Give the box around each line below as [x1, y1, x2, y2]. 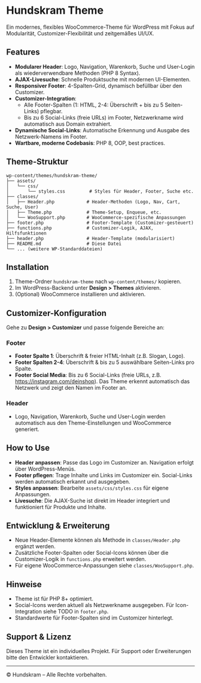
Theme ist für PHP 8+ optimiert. [14, 595, 94, 602]
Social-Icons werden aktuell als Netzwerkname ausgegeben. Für [14, 602, 175, 609]
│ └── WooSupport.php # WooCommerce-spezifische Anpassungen [6, 214, 186, 220]
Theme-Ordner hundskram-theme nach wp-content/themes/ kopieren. [14, 278, 181, 285]
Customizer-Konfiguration [6, 308, 106, 318]
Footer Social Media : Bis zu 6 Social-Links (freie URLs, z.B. [14, 372, 162, 379]
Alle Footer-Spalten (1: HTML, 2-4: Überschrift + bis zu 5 [23, 101, 163, 108]
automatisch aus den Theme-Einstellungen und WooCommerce [14, 419, 172, 426]
